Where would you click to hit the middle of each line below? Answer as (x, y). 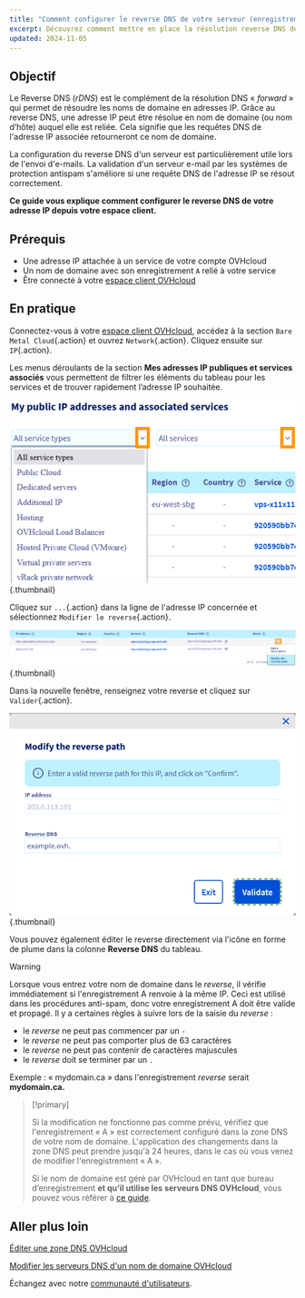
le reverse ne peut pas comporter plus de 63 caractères (127, 1041)
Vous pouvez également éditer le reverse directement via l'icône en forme (148, 939)
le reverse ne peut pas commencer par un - (104, 1031)
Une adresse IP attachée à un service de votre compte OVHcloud (144, 261)
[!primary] (50, 1105)
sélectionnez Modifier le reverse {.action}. (90, 617)
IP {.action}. (31, 350)
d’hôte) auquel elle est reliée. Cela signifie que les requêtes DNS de (135, 127)
